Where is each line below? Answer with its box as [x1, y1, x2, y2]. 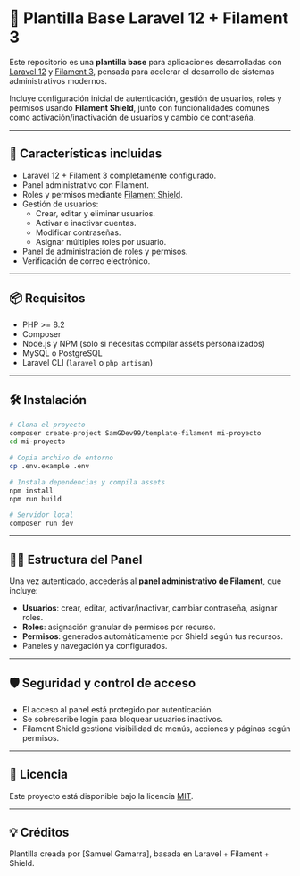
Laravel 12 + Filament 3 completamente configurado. [21, 170, 217, 181]
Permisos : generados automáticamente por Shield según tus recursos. [21, 630, 284, 642]
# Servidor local [9, 510, 74, 519]
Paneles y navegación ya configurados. [21, 640, 168, 651]
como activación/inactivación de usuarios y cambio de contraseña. [9, 112, 256, 122]
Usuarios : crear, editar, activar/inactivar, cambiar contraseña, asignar [21, 602, 279, 613]
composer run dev [9, 518, 74, 528]
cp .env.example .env [9, 461, 90, 470]
